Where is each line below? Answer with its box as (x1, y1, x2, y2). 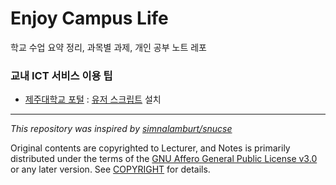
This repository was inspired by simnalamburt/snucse (10, 123, 233, 135)
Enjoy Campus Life (10, 7, 169, 30)
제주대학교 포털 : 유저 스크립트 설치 (24, 93, 162, 106)
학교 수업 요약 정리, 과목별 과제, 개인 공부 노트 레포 (10, 41, 207, 53)
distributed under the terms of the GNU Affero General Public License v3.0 (10, 153, 318, 165)
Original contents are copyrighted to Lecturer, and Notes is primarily (10, 142, 291, 154)
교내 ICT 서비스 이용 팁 (10, 68, 113, 82)
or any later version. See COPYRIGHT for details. (10, 163, 211, 176)
